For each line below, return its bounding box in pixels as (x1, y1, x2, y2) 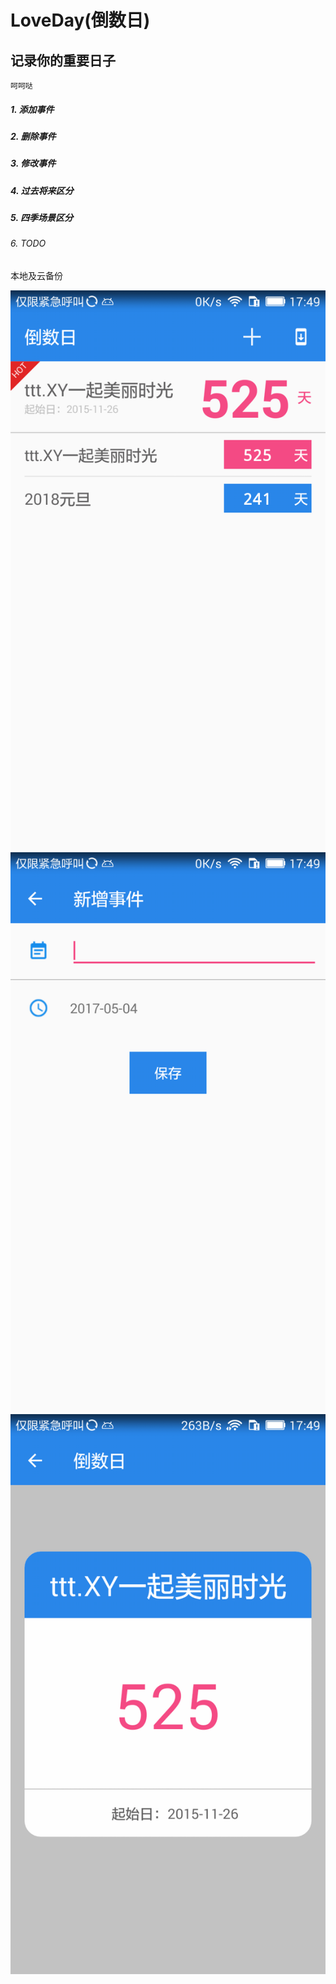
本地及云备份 (10, 270, 63, 282)
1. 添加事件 (10, 103, 55, 115)
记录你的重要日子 (10, 52, 116, 69)
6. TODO (10, 237, 47, 250)
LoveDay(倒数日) (10, 9, 151, 32)
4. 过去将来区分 (10, 184, 74, 196)
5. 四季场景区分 (10, 212, 73, 224)
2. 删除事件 (10, 130, 57, 142)
